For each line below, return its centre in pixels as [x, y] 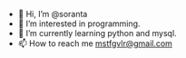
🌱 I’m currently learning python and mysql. [97, 33]
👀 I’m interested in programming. [79, 24]
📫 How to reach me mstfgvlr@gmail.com [95, 43]
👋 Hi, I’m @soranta [53, 14]
